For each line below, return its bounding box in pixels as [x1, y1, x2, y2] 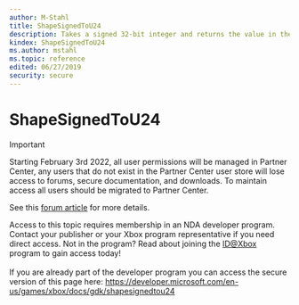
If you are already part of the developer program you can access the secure [9, 267, 287, 277]
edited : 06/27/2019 [9, 63, 82, 72]
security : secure [9, 71, 74, 80]
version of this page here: [9, 276, 104, 286]
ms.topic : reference [9, 54, 86, 63]
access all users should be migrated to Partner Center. [9, 185, 209, 195]
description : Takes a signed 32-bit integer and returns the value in [9, 29, 277, 38]
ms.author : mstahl [9, 46, 77, 55]
